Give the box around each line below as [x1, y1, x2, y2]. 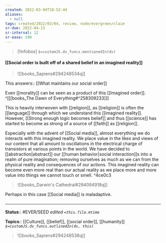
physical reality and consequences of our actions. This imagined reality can [5, 162, 159, 168]
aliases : [5, 12, 23, 17]
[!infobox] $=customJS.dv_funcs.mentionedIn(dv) [17, 48, 116, 54]
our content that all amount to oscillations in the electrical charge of [5, 141, 143, 146]
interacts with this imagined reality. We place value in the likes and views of [5, 136, 159, 142]
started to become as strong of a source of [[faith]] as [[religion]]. [5, 121, 139, 127]
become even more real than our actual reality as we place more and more [5, 167, 157, 173]
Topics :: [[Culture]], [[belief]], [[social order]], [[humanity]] [5, 219, 125, 225]
